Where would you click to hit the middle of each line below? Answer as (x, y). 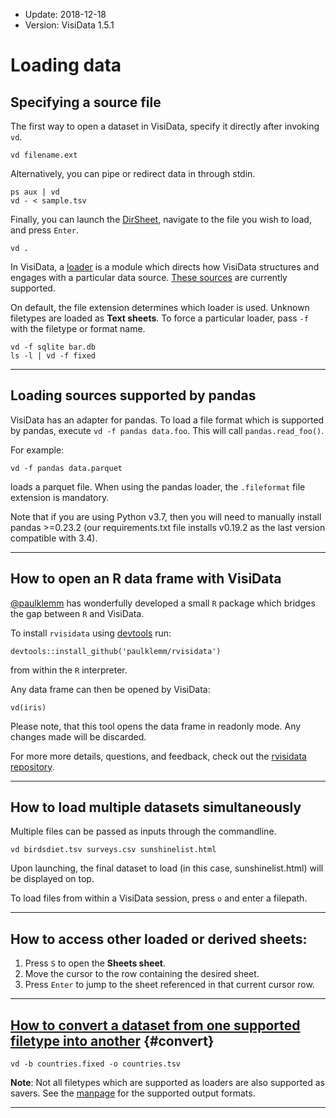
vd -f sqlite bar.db (53, 347)
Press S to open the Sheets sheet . (95, 963)
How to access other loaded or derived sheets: (159, 939)
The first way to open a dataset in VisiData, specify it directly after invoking (165, 126)
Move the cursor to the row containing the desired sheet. (142, 974)
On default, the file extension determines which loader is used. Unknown (160, 307)
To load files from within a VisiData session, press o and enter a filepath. (159, 898)
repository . (32, 766)
